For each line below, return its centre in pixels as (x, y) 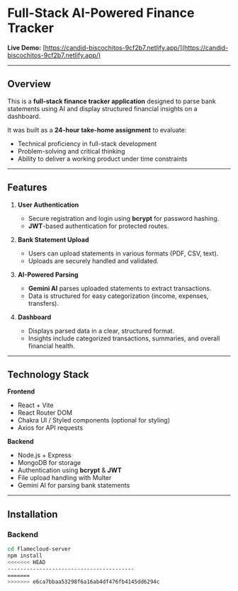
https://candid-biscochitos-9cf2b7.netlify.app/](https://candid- (137, 47)
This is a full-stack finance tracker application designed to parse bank (112, 101)
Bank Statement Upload (53, 239)
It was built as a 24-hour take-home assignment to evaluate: (97, 130)
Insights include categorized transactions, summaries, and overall (124, 338)
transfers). (43, 303)
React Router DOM (45, 413)
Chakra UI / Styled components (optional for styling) (93, 420)
